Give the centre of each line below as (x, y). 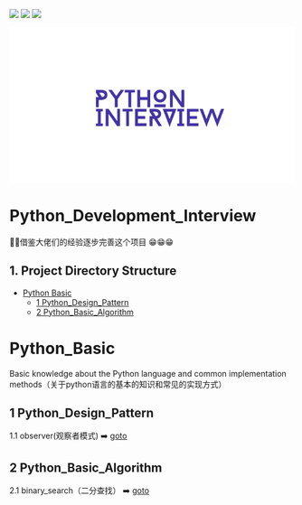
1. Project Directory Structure (93, 271)
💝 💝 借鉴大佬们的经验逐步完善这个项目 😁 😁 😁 (92, 242)
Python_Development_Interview (133, 216)
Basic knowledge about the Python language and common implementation (148, 373)
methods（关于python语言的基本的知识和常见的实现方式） (118, 384)
